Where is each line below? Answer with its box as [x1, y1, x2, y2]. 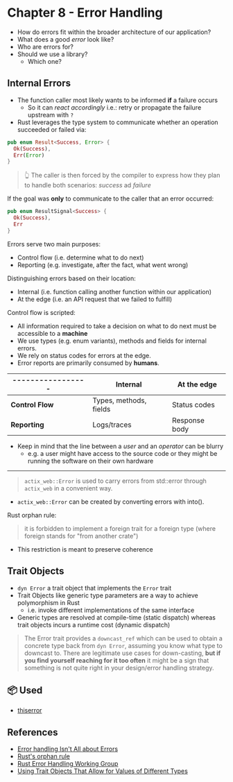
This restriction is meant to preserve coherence [17, 545, 154, 553]
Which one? [27, 57, 62, 65]
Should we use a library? [17, 50, 88, 58]
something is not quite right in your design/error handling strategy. [24, 663, 214, 672]
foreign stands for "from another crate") [24, 532, 139, 540]
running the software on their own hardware [27, 457, 154, 465]
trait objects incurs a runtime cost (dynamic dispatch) [17, 620, 171, 629]
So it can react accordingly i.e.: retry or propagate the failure [27, 103, 202, 112]
